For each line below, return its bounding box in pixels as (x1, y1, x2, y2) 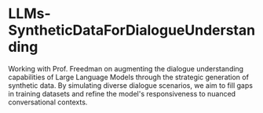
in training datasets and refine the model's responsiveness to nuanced (8, 89, 236, 98)
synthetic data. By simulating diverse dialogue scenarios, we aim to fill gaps (8, 80, 254, 90)
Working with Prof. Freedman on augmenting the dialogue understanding (8, 64, 244, 73)
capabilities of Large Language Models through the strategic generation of (8, 72, 250, 82)
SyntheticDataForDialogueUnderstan (8, 21, 256, 39)
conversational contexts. (8, 97, 88, 107)
